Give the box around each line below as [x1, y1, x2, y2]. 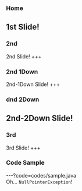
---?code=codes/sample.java [6, 172, 77, 179]
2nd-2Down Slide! [6, 113, 73, 123]
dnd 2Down [6, 95, 40, 103]
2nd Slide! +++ [6, 53, 42, 60]
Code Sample [6, 159, 45, 167]
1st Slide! [6, 22, 40, 32]
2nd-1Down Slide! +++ [6, 81, 60, 88]
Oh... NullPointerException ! [6, 178, 73, 185]
